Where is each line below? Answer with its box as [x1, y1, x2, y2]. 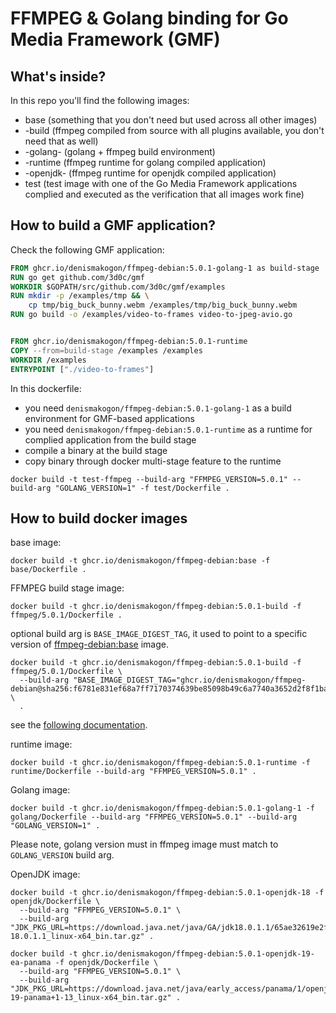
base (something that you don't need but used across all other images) [24, 114, 318, 126]
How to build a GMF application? [10, 217, 217, 234]
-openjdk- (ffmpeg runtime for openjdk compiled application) [24, 167, 277, 179]
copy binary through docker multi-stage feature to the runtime [24, 455, 282, 467]
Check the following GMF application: [10, 243, 165, 256]
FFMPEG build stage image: [10, 582, 125, 594]
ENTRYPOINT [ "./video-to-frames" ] [10, 364, 155, 374]
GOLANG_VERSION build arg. [10, 849, 115, 861]
